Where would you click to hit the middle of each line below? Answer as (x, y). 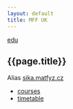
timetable (30, 99)
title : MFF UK (28, 20)
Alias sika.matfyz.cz (35, 78)
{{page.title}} (37, 61)
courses (29, 91)
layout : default (30, 13)
